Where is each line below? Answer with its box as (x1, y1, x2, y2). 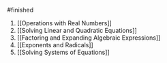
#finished (7, 6, 34, 14)
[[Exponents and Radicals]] (16, 41, 93, 49)
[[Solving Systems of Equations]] (16, 48, 110, 56)
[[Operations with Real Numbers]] (16, 19, 112, 27)
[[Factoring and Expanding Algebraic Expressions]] (16, 34, 161, 42)
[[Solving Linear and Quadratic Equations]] (16, 27, 138, 34)
